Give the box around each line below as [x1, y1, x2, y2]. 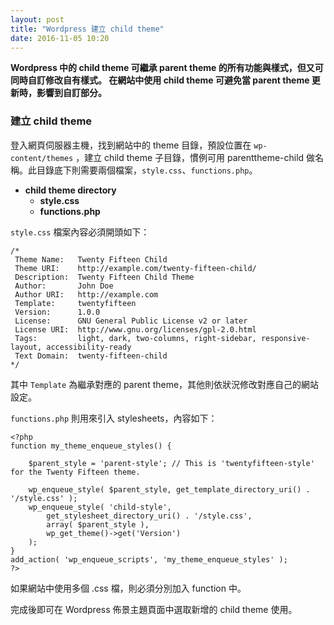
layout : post [10, 14, 65, 25]
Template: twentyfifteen [14, 298, 137, 308]
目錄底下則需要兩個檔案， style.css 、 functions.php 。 [36, 164, 258, 176]
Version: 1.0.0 [14, 307, 101, 317]
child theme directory [24, 184, 117, 196]
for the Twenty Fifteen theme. [10, 467, 141, 477]
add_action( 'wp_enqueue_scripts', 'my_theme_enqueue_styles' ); [10, 554, 288, 565]
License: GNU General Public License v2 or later [14, 316, 248, 326]
